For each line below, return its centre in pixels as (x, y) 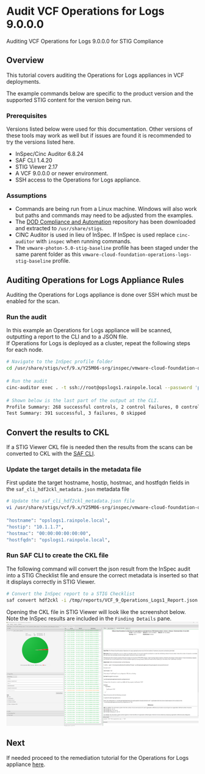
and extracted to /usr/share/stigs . (59, 228)
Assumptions (27, 195)
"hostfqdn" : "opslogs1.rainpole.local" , (59, 540)
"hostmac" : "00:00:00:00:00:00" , (49, 533)
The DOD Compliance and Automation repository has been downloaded (105, 222)
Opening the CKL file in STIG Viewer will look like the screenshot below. (96, 612)
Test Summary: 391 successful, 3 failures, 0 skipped (76, 414)
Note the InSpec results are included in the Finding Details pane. (89, 618)
